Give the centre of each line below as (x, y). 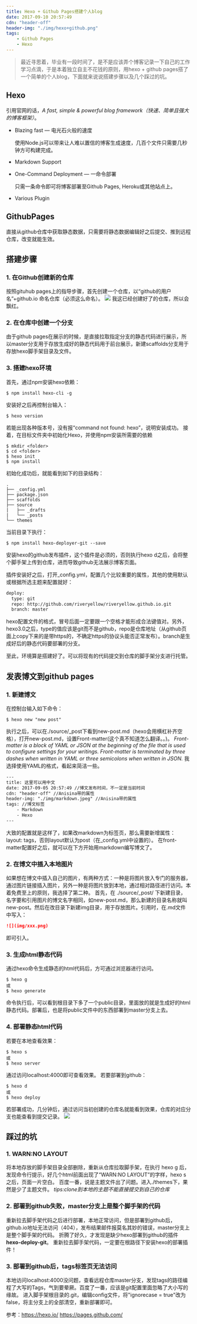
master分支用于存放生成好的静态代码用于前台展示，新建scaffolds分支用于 (100, 344)
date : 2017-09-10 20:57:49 (39, 17)
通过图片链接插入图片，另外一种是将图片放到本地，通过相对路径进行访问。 (96, 885)
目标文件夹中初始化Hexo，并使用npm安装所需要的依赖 (87, 435)
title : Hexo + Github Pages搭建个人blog (54, 11)
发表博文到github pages (50, 676)
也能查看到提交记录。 (37, 1116)
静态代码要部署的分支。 (55, 643)
